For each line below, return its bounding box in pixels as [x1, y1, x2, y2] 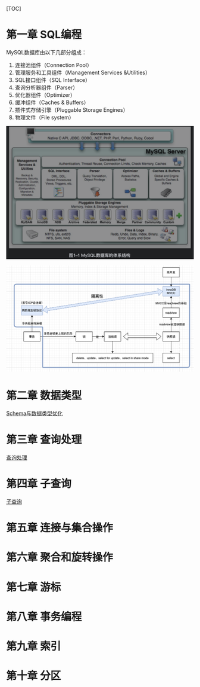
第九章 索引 [6, 640, 61, 654]
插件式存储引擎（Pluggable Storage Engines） [14, 106, 129, 113]
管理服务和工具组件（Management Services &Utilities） [14, 69, 151, 76]
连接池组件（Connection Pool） [14, 61, 92, 68]
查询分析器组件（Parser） [14, 84, 79, 91]
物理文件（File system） [14, 114, 74, 121]
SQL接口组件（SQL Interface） [14, 76, 91, 83]
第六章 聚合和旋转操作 [6, 551, 113, 564]
